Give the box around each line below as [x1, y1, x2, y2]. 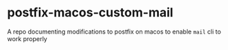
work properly [7, 34, 48, 42]
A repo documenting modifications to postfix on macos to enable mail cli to [7, 27, 221, 36]
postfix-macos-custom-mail [7, 5, 174, 21]
